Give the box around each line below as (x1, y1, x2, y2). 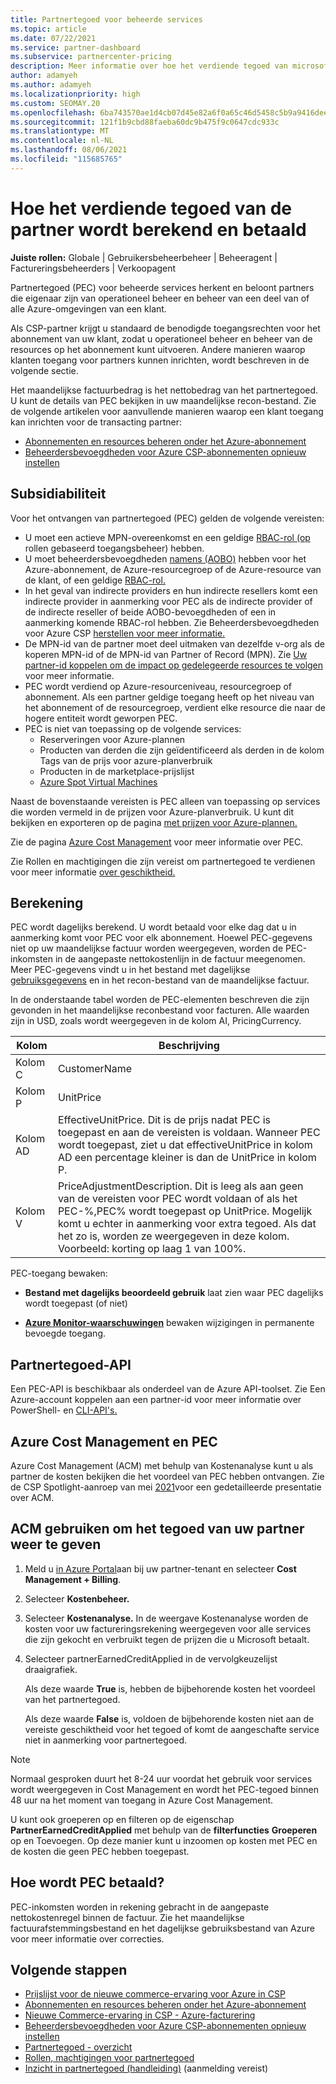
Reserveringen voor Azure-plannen (39, 733, 186, 745)
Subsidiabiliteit (10, 486, 107, 503)
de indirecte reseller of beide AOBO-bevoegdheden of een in (24, 606, 277, 618)
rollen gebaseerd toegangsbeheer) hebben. (24, 542, 205, 554)
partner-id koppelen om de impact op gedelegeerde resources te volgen (24, 659, 324, 671)
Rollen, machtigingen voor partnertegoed (24, 2052, 195, 2064)
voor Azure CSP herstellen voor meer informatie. (24, 627, 226, 639)
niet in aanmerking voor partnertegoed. (24, 1734, 188, 1746)
